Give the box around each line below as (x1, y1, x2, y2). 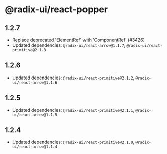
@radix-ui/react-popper (5, 4, 108, 15)
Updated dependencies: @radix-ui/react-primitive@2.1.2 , (12, 74, 134, 81)
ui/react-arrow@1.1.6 (12, 80, 57, 85)
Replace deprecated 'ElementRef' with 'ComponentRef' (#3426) (12, 37, 145, 43)
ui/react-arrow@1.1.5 (12, 112, 57, 117)
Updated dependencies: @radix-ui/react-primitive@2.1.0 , (12, 139, 134, 145)
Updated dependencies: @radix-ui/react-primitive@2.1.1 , (12, 107, 134, 113)
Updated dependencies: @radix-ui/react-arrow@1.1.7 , (12, 42, 126, 48)
